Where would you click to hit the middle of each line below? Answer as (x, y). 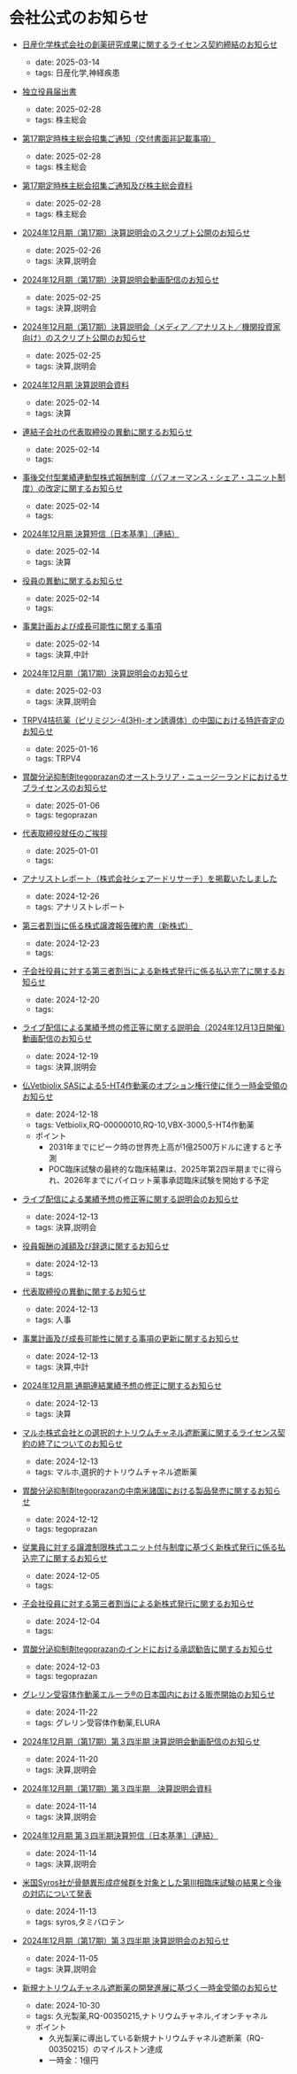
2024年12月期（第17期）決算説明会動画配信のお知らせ (121, 279)
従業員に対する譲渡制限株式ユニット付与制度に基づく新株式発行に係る (150, 1547)
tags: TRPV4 (58, 758)
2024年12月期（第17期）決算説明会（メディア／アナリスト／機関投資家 (151, 326)
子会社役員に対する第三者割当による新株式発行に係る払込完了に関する (150, 971)
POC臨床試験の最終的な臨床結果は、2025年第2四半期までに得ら (165, 1169)
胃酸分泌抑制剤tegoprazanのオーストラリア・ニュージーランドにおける (151, 777)
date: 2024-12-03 (67, 1667)
